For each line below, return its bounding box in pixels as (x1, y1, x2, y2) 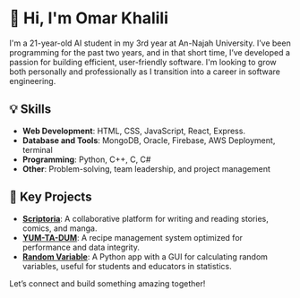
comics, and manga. (21, 223, 98, 234)
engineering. (9, 75, 56, 86)
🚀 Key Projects (9, 190, 92, 205)
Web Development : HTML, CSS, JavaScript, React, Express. (21, 125, 246, 136)
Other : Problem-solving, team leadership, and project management (21, 163, 270, 174)
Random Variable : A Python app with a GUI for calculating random (21, 251, 269, 262)
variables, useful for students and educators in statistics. (21, 260, 232, 271)
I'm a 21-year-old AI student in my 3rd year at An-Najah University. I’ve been (9, 38, 291, 48)
